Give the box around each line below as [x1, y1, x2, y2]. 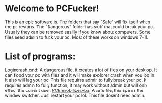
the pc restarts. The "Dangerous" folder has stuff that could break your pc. [5, 24, 154, 29]
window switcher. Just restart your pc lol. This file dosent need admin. [5, 92, 146, 98]
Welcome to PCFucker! [5, 3, 99, 14]
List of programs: [5, 51, 76, 62]
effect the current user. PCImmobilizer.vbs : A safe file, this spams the [5, 87, 144, 93]
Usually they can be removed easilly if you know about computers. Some [5, 29, 151, 35]
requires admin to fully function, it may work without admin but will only [5, 82, 148, 88]
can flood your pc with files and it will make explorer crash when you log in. [5, 72, 156, 77]
